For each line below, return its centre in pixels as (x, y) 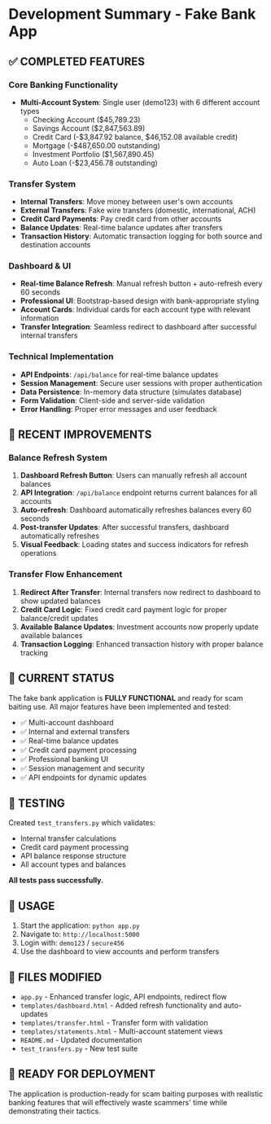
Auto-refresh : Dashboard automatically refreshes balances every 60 (136, 510)
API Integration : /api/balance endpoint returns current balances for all (139, 492)
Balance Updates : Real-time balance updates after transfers (121, 228)
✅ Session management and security (82, 768)
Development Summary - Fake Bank (132, 14)
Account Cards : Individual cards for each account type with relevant (135, 309)
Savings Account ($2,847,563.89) (89, 128)
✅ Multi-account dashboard (67, 722)
